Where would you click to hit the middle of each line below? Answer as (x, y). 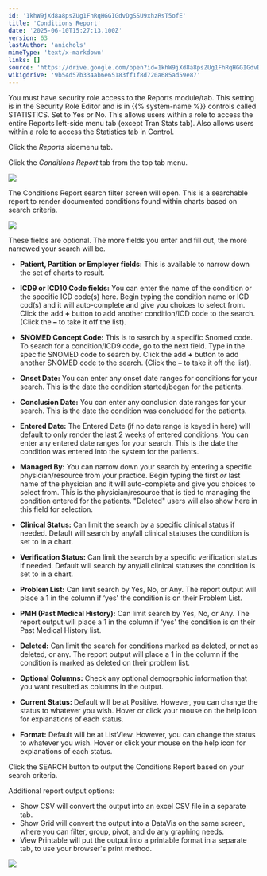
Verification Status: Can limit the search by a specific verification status (138, 557)
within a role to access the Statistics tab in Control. (91, 132)
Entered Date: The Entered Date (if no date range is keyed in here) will (135, 426)
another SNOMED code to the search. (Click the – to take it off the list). (135, 363)
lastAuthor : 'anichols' (48, 45)
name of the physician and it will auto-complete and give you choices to (137, 484)
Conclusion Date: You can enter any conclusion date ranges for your (133, 402)
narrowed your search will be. (57, 249)
